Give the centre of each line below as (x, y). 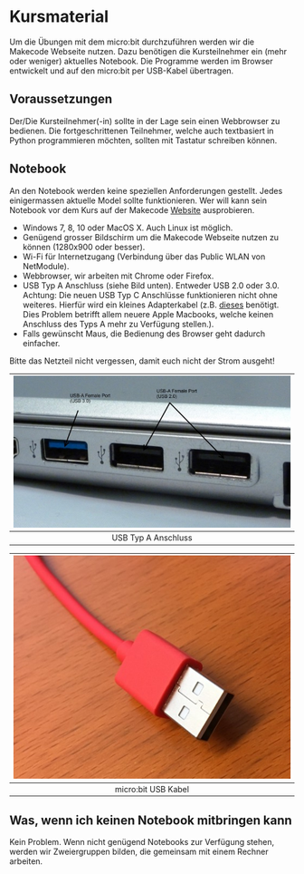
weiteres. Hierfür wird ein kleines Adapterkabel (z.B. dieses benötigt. (151, 305)
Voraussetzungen (61, 99)
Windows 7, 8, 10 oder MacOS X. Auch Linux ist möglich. (128, 228)
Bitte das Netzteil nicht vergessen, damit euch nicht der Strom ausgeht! (142, 361)
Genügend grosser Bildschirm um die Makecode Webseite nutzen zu (150, 237)
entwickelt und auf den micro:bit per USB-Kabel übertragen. (122, 71)
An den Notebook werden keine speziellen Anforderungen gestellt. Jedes (146, 190)
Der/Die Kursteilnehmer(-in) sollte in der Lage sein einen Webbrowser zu (145, 121)
